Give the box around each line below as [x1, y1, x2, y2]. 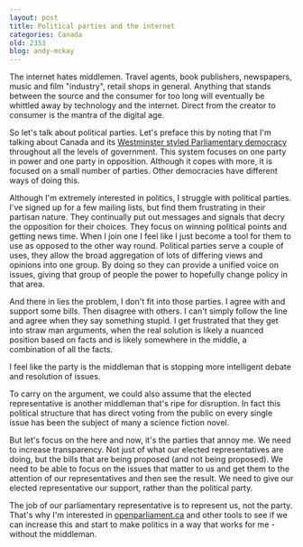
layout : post [9, 13, 59, 23]
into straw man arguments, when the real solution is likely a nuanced [9, 325, 264, 336]
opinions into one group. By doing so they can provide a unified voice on [9, 260, 280, 270]
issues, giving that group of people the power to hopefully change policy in [9, 269, 289, 280]
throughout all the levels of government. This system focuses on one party [9, 146, 287, 158]
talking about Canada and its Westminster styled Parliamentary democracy [9, 137, 287, 148]
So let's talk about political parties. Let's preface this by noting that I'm [9, 127, 272, 138]
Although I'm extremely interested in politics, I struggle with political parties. [9, 193, 291, 204]
